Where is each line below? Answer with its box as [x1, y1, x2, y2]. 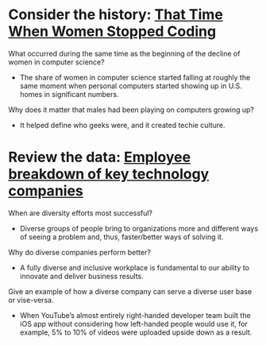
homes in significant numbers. [19, 89, 119, 99]
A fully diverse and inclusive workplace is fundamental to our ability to [19, 262, 250, 272]
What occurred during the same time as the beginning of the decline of [8, 48, 241, 58]
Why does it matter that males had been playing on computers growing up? [8, 105, 254, 114]
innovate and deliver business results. [19, 271, 145, 281]
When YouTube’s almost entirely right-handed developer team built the [19, 310, 252, 320]
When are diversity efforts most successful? [8, 208, 153, 218]
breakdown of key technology [8, 165, 210, 184]
